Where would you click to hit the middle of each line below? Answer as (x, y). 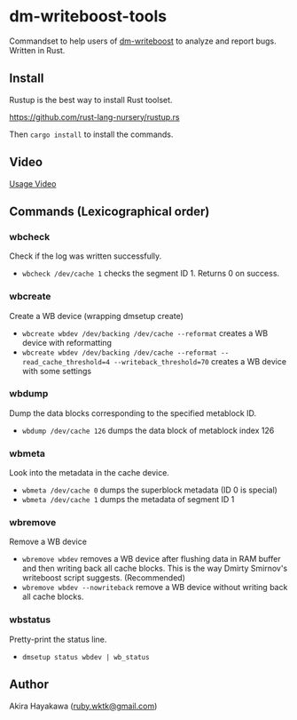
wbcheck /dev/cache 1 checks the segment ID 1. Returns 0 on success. (151, 274)
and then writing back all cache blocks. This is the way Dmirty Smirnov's (155, 568)
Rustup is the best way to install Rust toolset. (91, 100)
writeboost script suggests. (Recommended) (104, 578)
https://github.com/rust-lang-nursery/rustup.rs (94, 116)
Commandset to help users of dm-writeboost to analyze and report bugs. (143, 41)
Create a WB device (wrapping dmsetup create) (97, 316)
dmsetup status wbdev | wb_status (86, 657)
